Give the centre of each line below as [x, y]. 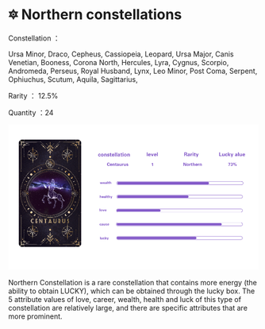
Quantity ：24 [31, 112]
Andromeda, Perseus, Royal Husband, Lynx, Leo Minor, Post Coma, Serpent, [133, 71]
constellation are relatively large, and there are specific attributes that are [128, 308]
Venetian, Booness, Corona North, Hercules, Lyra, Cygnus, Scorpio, [119, 62]
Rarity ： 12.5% [33, 95]
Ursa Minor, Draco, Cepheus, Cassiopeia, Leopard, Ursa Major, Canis [121, 54]
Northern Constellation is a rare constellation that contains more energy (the [133, 282]
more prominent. [35, 316]
